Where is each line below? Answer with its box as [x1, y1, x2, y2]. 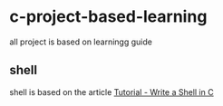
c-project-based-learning [9, 6, 208, 27]
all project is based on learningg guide [9, 36, 152, 47]
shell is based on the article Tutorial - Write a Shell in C [9, 86, 215, 97]
